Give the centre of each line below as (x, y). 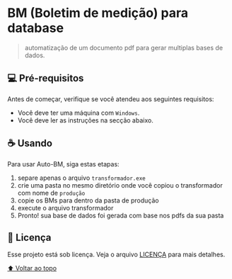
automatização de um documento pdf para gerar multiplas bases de (124, 47)
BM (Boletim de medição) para (98, 13)
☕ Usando (30, 143)
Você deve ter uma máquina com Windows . (79, 113)
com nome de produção (51, 193)
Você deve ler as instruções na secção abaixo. (85, 120)
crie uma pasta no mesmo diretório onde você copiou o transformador (120, 185)
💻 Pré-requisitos (46, 78)
